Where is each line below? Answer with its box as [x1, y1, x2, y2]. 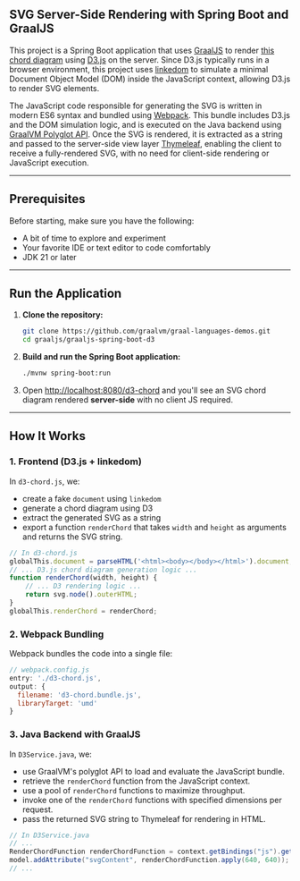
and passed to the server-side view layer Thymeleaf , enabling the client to [9, 138, 282, 148]
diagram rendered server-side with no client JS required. [21, 394, 234, 405]
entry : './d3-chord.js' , [9, 673, 102, 682]
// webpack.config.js [9, 665, 90, 674]
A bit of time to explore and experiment [21, 233, 167, 243]
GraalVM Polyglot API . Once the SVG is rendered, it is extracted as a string [9, 129, 283, 140]
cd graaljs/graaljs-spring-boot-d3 [21, 335, 155, 344]
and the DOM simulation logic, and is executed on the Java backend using [9, 119, 282, 130]
